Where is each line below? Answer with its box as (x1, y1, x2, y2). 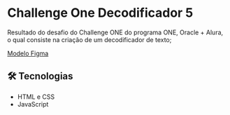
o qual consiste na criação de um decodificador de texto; (7, 35, 172, 43)
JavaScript (17, 100, 49, 108)
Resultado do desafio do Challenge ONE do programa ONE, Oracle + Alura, (7, 28, 224, 36)
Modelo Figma (7, 49, 49, 57)
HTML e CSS (17, 93, 55, 101)
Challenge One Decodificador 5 (7, 5, 194, 21)
